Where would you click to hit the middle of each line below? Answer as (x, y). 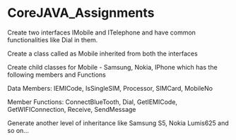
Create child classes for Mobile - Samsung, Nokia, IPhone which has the (112, 67)
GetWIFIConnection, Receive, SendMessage (72, 109)
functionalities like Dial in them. (53, 39)
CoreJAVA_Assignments (81, 13)
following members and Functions (57, 75)
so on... (18, 130)
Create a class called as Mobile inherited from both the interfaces (102, 53)
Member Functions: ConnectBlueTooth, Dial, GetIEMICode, (93, 102)
